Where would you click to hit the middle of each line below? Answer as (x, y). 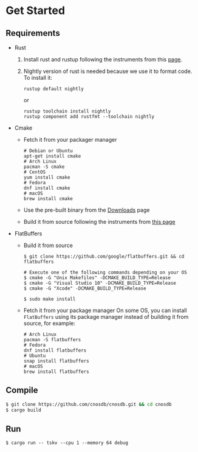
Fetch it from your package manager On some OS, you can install (105, 310)
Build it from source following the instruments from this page (99, 222)
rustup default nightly (54, 89)
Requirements (33, 33)
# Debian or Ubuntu (48, 151)
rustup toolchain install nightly (67, 111)
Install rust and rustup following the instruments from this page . (103, 59)
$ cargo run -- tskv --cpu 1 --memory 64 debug (67, 443)
